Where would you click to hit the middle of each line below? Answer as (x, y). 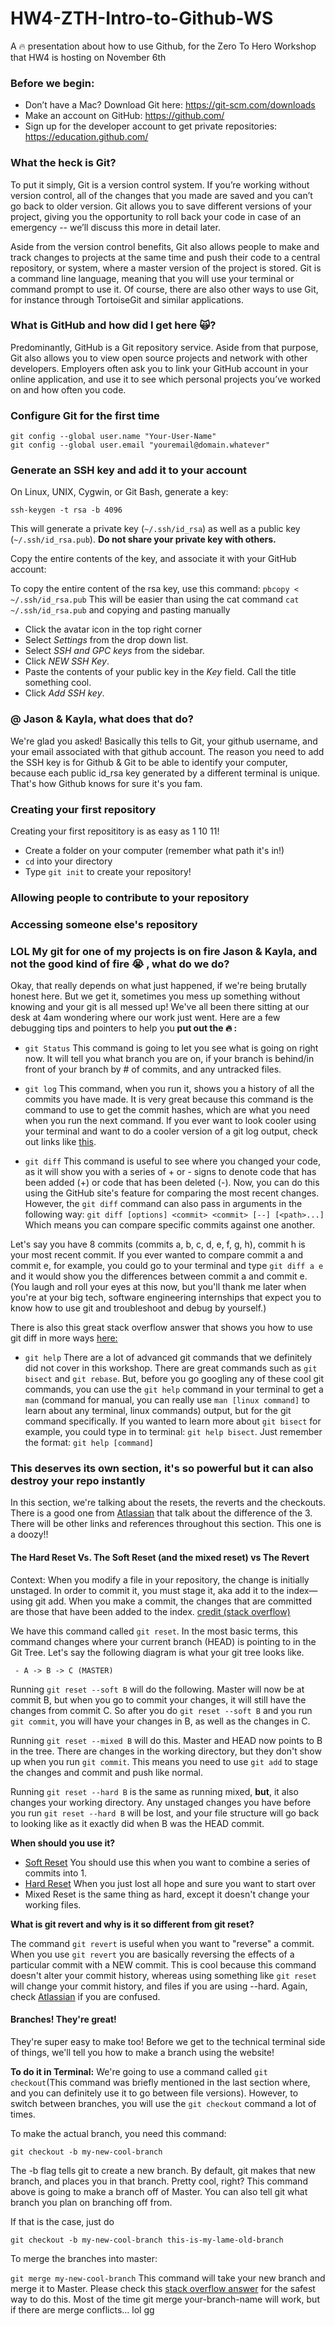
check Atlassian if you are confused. (85, 1996)
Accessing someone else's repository (104, 924)
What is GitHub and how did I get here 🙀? (113, 325)
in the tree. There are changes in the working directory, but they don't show (166, 1751)
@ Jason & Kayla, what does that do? (102, 719)
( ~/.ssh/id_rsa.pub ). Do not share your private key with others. (143, 539)
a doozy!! (29, 1534)
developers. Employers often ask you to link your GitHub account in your (159, 368)
